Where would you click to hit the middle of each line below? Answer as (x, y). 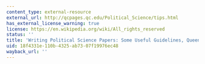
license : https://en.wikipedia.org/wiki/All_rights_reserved (86, 29)
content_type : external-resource (49, 12)
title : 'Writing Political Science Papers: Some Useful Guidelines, (95, 40)
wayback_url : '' (27, 52)
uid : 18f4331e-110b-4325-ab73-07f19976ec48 (63, 46)
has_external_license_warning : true (53, 23)
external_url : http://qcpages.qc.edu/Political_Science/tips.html (92, 18)
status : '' (20, 35)
